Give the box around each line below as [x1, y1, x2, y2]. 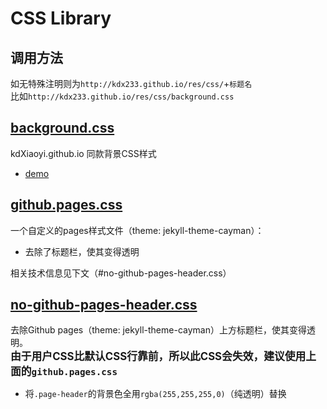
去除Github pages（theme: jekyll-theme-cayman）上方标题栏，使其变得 [10, 324, 307, 336]
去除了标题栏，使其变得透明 [24, 245, 140, 257]
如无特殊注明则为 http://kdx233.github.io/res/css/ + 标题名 [10, 78, 253, 89]
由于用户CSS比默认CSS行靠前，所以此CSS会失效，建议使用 [10, 350, 307, 364]
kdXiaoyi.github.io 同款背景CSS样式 [10, 147, 157, 159]
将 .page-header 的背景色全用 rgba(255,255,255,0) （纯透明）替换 [24, 388, 287, 400]
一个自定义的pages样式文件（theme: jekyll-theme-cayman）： [10, 224, 265, 236]
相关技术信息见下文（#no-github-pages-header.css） [10, 267, 232, 279]
